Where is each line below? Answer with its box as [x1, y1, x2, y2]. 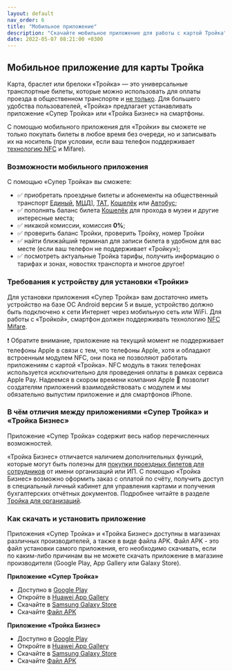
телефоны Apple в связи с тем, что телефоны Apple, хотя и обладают [7, 346, 211, 354]
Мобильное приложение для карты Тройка [7, 62, 204, 73]
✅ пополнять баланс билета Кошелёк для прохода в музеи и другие [17, 206, 219, 214]
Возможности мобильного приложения [7, 162, 148, 172]
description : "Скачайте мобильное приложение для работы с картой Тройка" [7, 29, 227, 37]
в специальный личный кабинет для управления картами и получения [7, 481, 215, 490]
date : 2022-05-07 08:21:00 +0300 [7, 36, 104, 43]
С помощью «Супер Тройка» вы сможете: [7, 178, 133, 186]
